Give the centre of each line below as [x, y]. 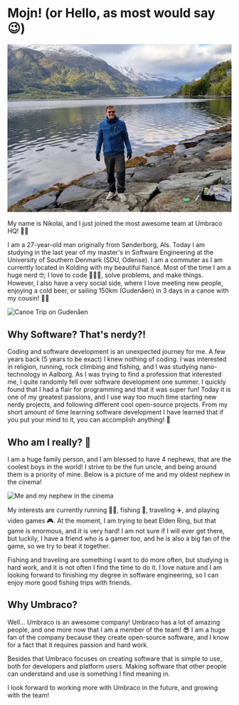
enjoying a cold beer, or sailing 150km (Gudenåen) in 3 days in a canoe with [118, 291]
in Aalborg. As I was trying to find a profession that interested [132, 375]
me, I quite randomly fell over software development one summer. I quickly [117, 382]
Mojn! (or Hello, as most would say [111, 13]
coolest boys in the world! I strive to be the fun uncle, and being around [112, 467]
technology [24, 375]
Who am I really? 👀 [49, 442]
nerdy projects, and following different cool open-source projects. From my [118, 404]
